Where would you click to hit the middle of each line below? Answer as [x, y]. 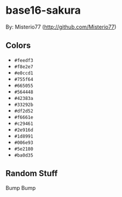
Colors [18, 46]
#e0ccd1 [24, 73]
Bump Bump [21, 187]
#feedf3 [24, 60]
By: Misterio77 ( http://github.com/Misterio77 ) [61, 27]
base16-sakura [43, 10]
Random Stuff [32, 173]
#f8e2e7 [24, 67]
